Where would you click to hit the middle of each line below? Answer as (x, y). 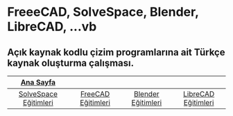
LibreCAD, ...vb (52, 27)
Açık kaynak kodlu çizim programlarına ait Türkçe (116, 52)
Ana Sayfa (38, 82)
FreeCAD (95, 94)
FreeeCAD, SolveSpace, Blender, (103, 12)
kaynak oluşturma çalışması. (71, 63)
